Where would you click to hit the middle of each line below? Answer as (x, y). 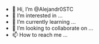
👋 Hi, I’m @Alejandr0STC (43, 9)
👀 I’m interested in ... (37, 15)
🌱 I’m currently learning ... (44, 22)
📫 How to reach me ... (40, 35)
